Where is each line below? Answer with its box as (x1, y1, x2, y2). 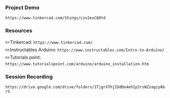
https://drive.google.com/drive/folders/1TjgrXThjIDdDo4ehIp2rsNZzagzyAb (5, 84, 165, 89)
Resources (5, 27, 33, 34)
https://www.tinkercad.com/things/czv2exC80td (5, 16, 106, 21)
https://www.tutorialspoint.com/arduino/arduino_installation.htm (5, 61, 149, 67)
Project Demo (5, 4, 40, 11)
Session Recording (5, 73, 53, 80)
